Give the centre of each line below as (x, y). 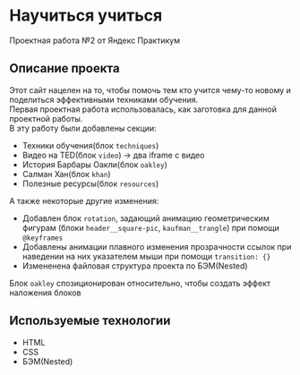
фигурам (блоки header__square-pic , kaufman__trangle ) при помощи (151, 227)
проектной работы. (46, 118)
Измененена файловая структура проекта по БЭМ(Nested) (135, 266)
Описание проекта (64, 68)
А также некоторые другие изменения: (84, 200)
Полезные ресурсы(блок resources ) (90, 183)
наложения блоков (45, 293)
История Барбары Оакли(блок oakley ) (94, 164)
